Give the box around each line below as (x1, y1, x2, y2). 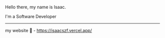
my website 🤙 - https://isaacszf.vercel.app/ (5, 28, 92, 33)
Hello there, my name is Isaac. (5, 4, 66, 10)
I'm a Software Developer (5, 14, 56, 19)
